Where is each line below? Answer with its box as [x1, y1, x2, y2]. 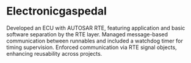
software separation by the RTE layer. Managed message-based [6, 30, 168, 38]
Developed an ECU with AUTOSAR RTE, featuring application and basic [6, 24, 186, 31]
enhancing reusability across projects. [6, 50, 103, 57]
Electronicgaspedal [6, 4, 107, 18]
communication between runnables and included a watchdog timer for [6, 37, 183, 44]
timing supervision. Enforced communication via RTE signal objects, [6, 44, 177, 51]
